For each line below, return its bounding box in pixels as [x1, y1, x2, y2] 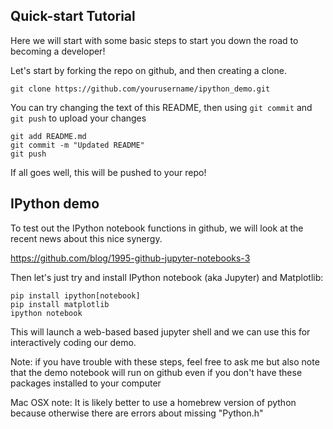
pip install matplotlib [10, 299, 110, 309]
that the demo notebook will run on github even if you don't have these [10, 366, 303, 378]
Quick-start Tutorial [10, 8, 136, 25]
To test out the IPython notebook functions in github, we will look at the [10, 222, 304, 234]
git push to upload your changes [10, 112, 147, 124]
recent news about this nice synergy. [10, 232, 163, 244]
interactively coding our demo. [10, 336, 137, 348]
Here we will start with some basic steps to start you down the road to [10, 34, 299, 46]
